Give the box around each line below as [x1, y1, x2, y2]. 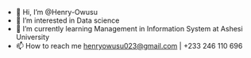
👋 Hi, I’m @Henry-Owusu [15, 8, 98, 16]
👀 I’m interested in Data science [15, 16, 120, 25]
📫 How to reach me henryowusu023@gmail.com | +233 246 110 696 [15, 42, 243, 50]
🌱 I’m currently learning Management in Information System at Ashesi [15, 24, 244, 33]
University [15, 32, 50, 42]
